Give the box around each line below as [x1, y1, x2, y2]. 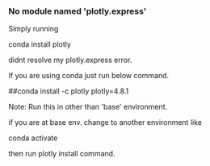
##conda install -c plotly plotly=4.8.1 [8, 86, 129, 96]
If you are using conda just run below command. [8, 71, 170, 81]
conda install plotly [8, 39, 71, 49]
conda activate [8, 133, 58, 143]
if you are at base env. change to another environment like [8, 118, 202, 127]
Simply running [8, 24, 59, 34]
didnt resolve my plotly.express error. [8, 55, 132, 65]
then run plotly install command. [8, 149, 115, 159]
